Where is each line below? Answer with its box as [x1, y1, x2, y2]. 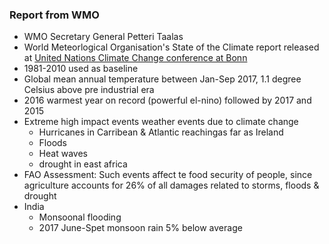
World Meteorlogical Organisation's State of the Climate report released [23, 41, 320, 53]
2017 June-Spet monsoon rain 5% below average [38, 222, 243, 234]
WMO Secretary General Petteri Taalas [23, 31, 184, 43]
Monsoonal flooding [38, 211, 122, 223]
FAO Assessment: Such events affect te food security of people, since [23, 169, 313, 181]
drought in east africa [38, 158, 128, 170]
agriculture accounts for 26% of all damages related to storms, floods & [23, 179, 320, 192]
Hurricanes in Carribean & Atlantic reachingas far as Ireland [38, 126, 284, 138]
